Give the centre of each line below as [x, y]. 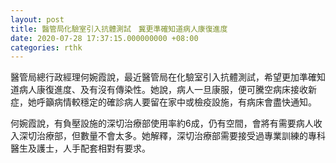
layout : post [37, 19]
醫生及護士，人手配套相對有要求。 [80, 148]
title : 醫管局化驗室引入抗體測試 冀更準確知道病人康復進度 [119, 29]
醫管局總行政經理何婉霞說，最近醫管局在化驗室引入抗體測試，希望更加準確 [163, 77]
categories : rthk [46, 47]
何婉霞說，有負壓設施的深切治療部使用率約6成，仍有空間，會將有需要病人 [162, 123]
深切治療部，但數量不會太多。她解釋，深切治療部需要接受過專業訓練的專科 [172, 136]
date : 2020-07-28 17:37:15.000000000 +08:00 [104, 38]
